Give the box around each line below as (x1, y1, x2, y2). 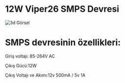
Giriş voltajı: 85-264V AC (5, 53, 55, 59)
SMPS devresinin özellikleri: (5, 37, 121, 48)
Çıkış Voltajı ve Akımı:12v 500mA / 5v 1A (5, 72, 85, 78)
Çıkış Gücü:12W (5, 62, 37, 68)
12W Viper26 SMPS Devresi (5, 3, 120, 15)
